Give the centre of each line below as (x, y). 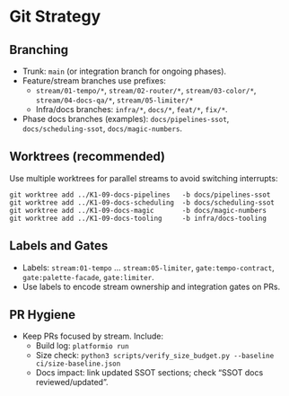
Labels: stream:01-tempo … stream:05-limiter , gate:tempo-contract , (149, 268)
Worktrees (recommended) (88, 157)
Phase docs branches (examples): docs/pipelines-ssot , (126, 119)
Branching (39, 50)
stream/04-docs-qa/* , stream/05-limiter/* (114, 100)
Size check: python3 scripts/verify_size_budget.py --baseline (155, 356)
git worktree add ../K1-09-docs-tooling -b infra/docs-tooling (138, 218)
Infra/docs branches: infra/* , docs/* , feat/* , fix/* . (131, 109)
